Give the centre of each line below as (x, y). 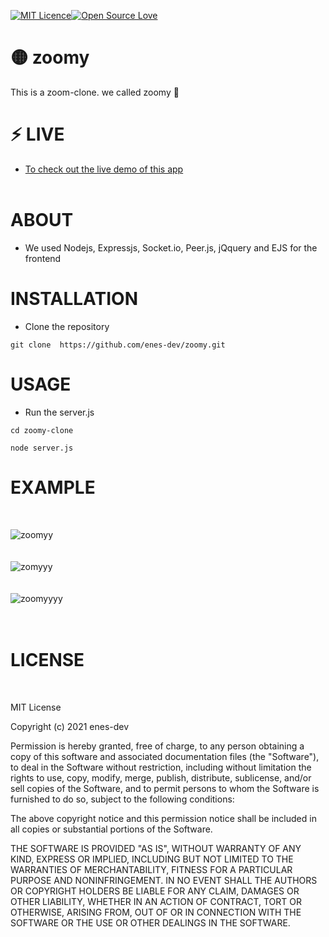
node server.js (42, 448)
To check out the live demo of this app (104, 169)
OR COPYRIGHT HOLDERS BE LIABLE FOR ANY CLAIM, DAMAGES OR (155, 891)
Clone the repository (67, 326)
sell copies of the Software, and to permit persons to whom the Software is (165, 788)
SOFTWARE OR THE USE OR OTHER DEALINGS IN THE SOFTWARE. (150, 922)
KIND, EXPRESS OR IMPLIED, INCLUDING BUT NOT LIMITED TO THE (152, 859)
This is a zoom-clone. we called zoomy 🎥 (95, 92)
